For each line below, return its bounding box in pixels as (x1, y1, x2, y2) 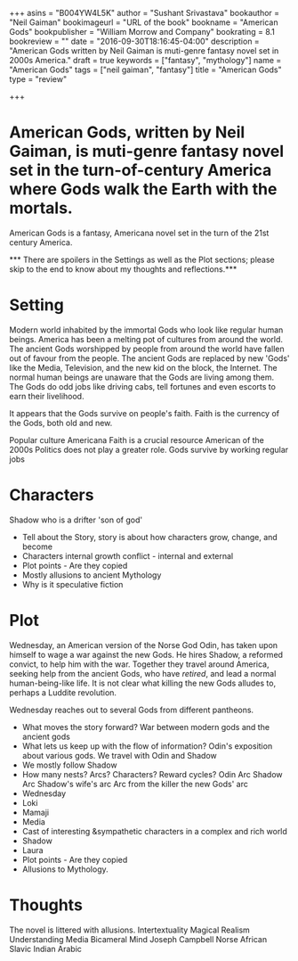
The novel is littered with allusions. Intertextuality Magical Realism (9, 924, 251, 935)
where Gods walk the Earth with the (9, 179, 278, 200)
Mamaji (21, 807, 50, 817)
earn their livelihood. (9, 390, 85, 401)
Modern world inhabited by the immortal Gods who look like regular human (9, 324, 284, 335)
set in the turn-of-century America (9, 160, 272, 181)
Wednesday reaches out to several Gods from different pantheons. (9, 704, 254, 715)
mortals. (9, 198, 73, 218)
